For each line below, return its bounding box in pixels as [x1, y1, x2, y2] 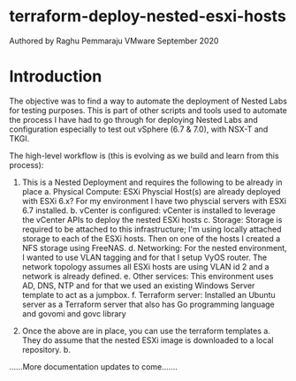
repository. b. [21, 344, 71, 354]
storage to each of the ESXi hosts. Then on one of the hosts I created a [21, 232, 281, 244]
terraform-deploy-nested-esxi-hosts [9, 6, 287, 27]
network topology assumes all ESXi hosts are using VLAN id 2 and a [21, 261, 269, 271]
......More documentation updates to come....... [9, 361, 178, 372]
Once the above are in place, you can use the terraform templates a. [21, 325, 271, 336]
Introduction [9, 66, 102, 87]
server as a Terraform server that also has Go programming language [21, 299, 276, 309]
